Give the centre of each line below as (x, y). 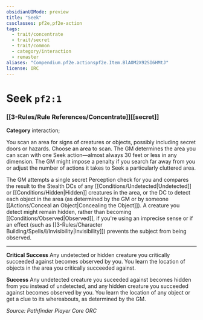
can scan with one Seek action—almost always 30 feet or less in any (92, 155)
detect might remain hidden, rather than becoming (69, 212)
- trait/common (31, 46)
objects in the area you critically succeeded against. (71, 268)
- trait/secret (31, 40)
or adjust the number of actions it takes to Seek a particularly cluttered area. (101, 168)
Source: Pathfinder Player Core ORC (52, 310)
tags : (13, 29)
